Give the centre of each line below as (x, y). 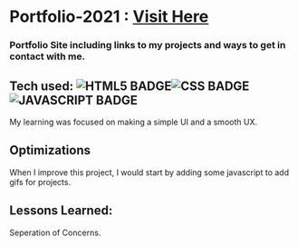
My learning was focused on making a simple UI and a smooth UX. (134, 122)
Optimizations (50, 150)
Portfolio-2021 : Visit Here (109, 17)
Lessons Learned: (61, 211)
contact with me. (48, 56)
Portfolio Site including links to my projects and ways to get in (148, 45)
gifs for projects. (40, 182)
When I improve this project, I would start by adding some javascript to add (149, 172)
